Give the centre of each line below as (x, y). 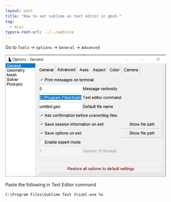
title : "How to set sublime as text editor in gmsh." (64, 16)
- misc (17, 27)
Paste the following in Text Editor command (51, 185)
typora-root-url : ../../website (39, 32)
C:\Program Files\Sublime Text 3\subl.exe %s (54, 195)
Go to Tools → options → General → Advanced (53, 47)
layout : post (19, 11)
